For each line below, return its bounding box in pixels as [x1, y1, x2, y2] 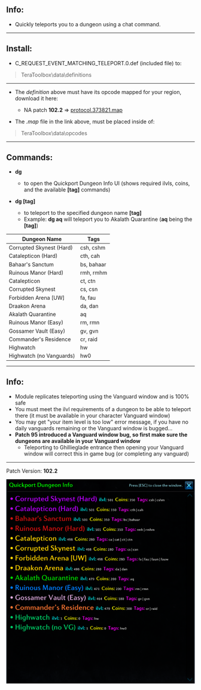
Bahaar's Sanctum [8, 260, 54, 268]
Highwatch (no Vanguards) [8, 352, 75, 360]
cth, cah [80, 253, 100, 260]
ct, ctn [80, 278, 96, 285]
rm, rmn [80, 319, 100, 326]
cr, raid [80, 335, 98, 343]
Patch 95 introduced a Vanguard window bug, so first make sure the [14, 431, 188, 438]
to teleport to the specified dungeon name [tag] [23, 209, 142, 217]
